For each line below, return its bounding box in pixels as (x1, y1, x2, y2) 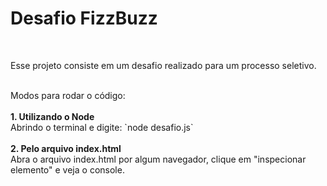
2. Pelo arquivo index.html (10, 142, 122, 154)
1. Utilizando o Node (10, 110, 95, 122)
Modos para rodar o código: (10, 89, 126, 101)
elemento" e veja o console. (10, 163, 125, 176)
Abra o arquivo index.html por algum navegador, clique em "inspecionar (10, 153, 307, 165)
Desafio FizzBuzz (10, 7, 158, 30)
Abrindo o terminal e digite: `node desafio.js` (10, 121, 194, 133)
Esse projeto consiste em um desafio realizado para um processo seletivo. (10, 59, 317, 71)
